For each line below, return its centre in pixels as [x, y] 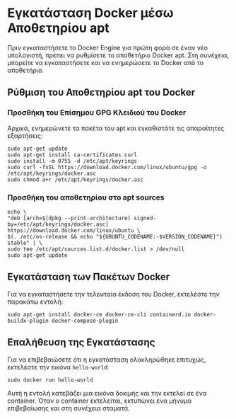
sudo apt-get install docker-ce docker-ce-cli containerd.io [99, 314]
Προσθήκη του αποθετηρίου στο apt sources [86, 197]
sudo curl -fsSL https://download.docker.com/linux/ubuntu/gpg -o [107, 167]
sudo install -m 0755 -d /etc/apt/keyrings [72, 161]
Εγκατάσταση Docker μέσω [90, 13]
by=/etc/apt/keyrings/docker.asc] [58, 224]
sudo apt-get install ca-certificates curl [72, 155]
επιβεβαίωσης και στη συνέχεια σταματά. [69, 408]
